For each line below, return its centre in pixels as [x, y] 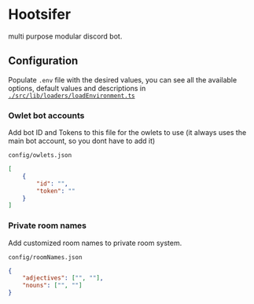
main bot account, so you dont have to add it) [82, 141]
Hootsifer [40, 15]
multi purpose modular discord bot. [65, 36]
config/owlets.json [40, 156]
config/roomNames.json [45, 257]
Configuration [43, 61]
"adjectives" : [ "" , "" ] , [63, 278]
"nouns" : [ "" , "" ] [52, 286]
